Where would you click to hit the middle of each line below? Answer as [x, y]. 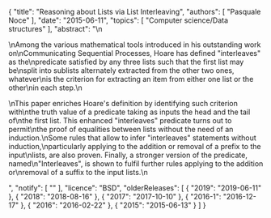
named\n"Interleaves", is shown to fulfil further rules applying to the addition [136, 164]
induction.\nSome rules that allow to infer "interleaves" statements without [132, 138]
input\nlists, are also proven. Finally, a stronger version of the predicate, [128, 155]
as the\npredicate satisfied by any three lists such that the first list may [126, 62]
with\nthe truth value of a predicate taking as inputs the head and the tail [129, 112]
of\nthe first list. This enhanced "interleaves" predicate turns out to [120, 120]
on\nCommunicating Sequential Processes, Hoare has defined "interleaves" [135, 53]
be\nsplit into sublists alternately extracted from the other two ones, [121, 71]
